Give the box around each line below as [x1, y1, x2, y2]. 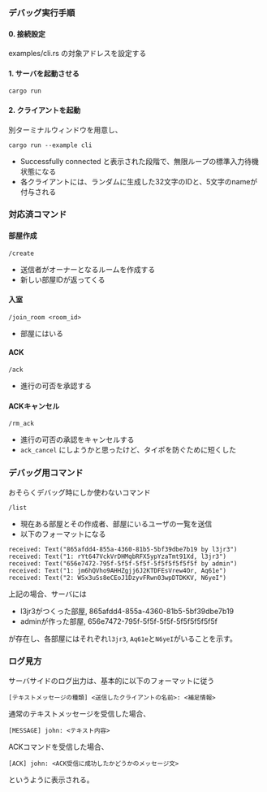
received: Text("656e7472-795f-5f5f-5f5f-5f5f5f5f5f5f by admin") [8, 559, 238, 568]
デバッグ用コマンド [8, 467, 84, 478]
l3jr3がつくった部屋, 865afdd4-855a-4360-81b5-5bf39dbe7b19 [19, 606, 235, 616]
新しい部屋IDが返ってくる [19, 275, 106, 284]
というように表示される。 [8, 774, 94, 785]
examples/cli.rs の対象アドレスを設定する [8, 49, 147, 58]
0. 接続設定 [8, 28, 46, 38]
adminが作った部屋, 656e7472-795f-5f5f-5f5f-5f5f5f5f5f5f [19, 616, 217, 626]
